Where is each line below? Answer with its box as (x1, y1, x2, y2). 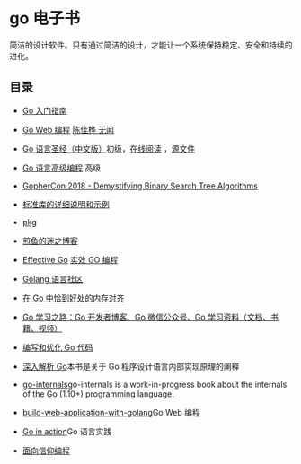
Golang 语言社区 (22, 273, 84, 284)
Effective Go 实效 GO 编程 (22, 254, 119, 265)
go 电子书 (9, 8, 81, 29)
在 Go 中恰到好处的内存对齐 (22, 293, 125, 303)
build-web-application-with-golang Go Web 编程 (22, 407, 200, 417)
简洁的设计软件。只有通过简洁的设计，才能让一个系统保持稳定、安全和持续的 (9, 39, 293, 50)
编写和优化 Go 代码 (22, 342, 93, 353)
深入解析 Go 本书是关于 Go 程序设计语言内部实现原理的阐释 (22, 361, 240, 372)
